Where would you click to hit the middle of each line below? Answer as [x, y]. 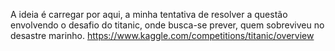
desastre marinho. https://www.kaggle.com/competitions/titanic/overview [162, 35]
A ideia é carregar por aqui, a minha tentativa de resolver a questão [149, 14]
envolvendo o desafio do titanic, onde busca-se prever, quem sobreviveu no [167, 25]
